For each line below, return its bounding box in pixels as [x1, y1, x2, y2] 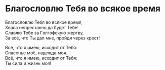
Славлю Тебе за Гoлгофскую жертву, [5, 30, 84, 35]
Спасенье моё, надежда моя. [5, 50, 68, 56]
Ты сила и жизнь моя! [5, 60, 52, 66]
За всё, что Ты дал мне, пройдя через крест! [5, 35, 100, 41]
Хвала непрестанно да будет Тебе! [5, 24, 79, 30]
